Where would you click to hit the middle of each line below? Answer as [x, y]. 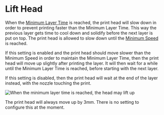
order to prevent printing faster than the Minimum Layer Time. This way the [81, 27]
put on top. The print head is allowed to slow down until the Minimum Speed [82, 38]
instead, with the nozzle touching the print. [48, 83]
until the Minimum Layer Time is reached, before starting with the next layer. [82, 68]
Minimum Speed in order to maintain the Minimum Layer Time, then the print [82, 58]
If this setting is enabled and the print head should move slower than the [78, 53]
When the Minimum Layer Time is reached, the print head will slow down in [81, 23]
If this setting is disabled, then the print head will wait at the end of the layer [82, 78]
